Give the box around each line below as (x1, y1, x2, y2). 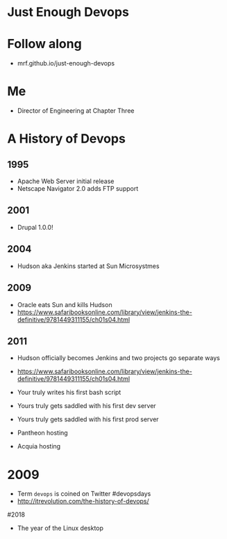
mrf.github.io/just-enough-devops (17, 59, 115, 68)
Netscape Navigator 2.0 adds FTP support (17, 185, 139, 193)
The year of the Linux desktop (17, 524, 104, 533)
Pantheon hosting (17, 429, 68, 437)
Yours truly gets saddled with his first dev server (17, 402, 156, 410)
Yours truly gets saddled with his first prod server (17, 415, 159, 423)
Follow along (7, 36, 82, 52)
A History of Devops (7, 131, 126, 147)
